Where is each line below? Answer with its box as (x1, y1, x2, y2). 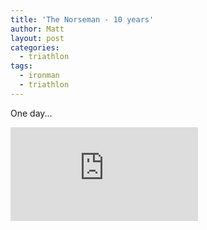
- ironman (19, 71, 60, 81)
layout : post (10, 33, 65, 43)
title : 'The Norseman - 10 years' (10, 14, 155, 25)
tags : (10, 61, 33, 71)
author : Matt (10, 24, 65, 34)
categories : (10, 42, 60, 53)
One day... (10, 107, 53, 119)
